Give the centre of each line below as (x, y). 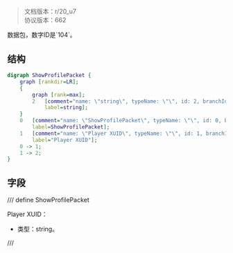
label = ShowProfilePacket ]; (71, 127)
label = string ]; (66, 108)
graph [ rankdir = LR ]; (49, 82)
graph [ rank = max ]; (59, 95)
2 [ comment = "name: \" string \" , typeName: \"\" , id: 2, (116, 101)
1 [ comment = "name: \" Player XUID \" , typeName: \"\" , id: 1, (111, 133)
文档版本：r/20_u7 (50, 11)
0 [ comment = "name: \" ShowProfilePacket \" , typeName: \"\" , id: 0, (121, 121)
